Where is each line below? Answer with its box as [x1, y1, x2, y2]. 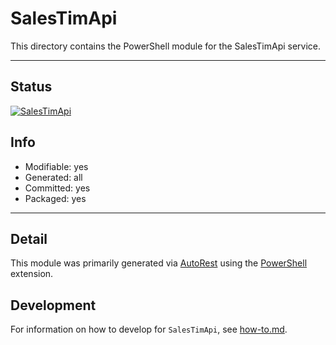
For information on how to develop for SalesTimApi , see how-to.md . [10, 323, 288, 336]
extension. [10, 268, 54, 280]
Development [10, 297, 97, 314]
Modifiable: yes [24, 160, 89, 172]
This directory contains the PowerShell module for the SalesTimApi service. [10, 40, 322, 52]
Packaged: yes [24, 192, 87, 204]
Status [10, 78, 53, 96]
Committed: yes [24, 182, 91, 194]
